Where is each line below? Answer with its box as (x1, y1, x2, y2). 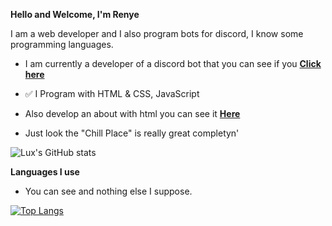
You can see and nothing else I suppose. (24, 185, 193, 197)
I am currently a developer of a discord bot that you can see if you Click (24, 58, 322, 69)
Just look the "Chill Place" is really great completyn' (24, 127, 240, 139)
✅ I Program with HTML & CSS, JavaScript (24, 88, 200, 99)
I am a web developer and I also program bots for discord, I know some (10, 28, 304, 39)
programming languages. (10, 39, 114, 50)
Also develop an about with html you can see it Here (24, 108, 241, 119)
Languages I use (10, 166, 80, 178)
